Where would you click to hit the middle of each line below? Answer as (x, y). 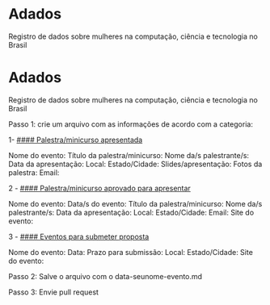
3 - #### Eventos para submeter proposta (79, 236)
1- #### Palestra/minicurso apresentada (76, 140)
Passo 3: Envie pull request (54, 292)
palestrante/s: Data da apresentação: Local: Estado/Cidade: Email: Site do (131, 212)
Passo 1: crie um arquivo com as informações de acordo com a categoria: (131, 124)
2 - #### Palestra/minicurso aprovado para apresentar (100, 188)
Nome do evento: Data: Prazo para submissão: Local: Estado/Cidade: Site (131, 252)
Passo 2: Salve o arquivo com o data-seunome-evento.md (105, 276)
